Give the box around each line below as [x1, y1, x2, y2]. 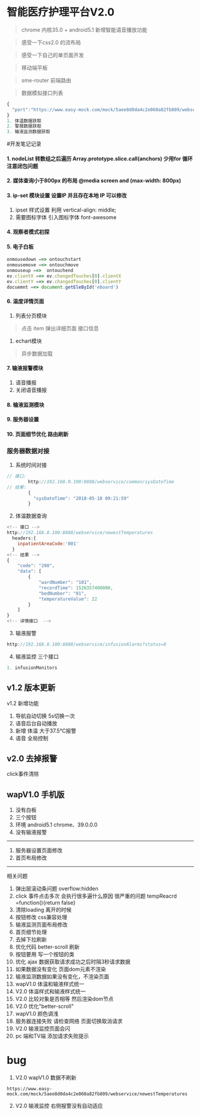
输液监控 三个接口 [15, 653, 59, 660]
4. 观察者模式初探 [7, 228, 50, 235]
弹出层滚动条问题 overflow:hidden [15, 885, 99, 892]
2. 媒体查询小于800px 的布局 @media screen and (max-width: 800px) [7, 177, 182, 184]
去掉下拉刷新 [15, 936, 47, 943]
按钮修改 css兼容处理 [15, 914, 68, 921]
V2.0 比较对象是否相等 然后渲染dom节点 [15, 996, 114, 1003]
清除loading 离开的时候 [15, 906, 72, 914]
